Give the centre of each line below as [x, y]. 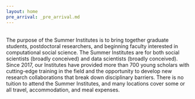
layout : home [22, 11]
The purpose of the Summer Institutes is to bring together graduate [88, 40]
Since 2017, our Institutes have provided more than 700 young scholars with [98, 64]
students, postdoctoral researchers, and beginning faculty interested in [92, 46]
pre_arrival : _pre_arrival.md [43, 17]
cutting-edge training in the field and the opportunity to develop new [89, 71]
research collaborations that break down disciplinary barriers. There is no [95, 77]
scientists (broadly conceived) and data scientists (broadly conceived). [92, 59]
